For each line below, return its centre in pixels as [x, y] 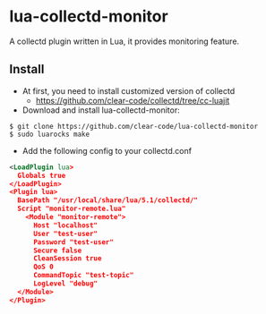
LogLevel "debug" [65, 284]
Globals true [42, 175]
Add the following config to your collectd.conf [107, 150]
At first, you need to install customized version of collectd [129, 90]
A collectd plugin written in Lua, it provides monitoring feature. [124, 41]
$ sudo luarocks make [50, 134]
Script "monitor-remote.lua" [72, 209]
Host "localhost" [65, 225]
